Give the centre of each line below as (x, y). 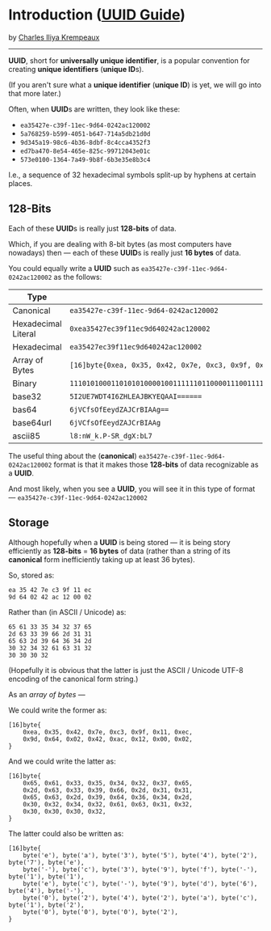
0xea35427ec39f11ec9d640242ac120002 (140, 328)
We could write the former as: (58, 710)
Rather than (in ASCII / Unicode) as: (67, 611)
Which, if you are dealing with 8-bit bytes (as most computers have (120, 243)
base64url (32, 422)
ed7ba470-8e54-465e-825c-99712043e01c (85, 151)
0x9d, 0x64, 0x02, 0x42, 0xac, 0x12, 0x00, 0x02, (108, 739)
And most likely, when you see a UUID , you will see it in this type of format (132, 489)
